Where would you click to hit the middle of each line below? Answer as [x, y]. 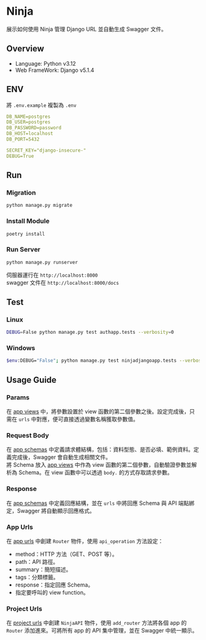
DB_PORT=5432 [23, 139]
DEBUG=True [20, 156]
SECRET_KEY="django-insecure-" [46, 150]
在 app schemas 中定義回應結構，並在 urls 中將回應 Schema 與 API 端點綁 [101, 503]
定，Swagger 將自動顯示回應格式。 [51, 511]
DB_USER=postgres [29, 122]
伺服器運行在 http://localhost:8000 [52, 275]
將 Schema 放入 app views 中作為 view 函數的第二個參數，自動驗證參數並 [99, 465]
